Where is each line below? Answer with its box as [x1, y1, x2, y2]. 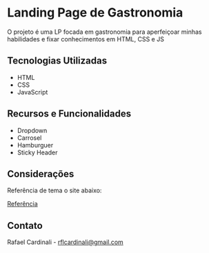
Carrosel [17, 133, 42, 142]
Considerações [7, 168, 74, 180]
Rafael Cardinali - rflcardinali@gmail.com [7, 238, 124, 246]
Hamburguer [17, 141, 54, 149]
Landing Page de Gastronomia [7, 5, 183, 21]
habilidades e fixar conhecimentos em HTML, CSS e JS [7, 34, 164, 43]
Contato [7, 219, 43, 232]
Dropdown [17, 126, 48, 134]
